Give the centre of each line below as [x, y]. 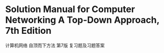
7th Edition [28, 31]
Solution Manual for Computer [70, 9]
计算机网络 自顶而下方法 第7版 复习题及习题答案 [55, 45]
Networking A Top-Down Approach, [82, 20]
